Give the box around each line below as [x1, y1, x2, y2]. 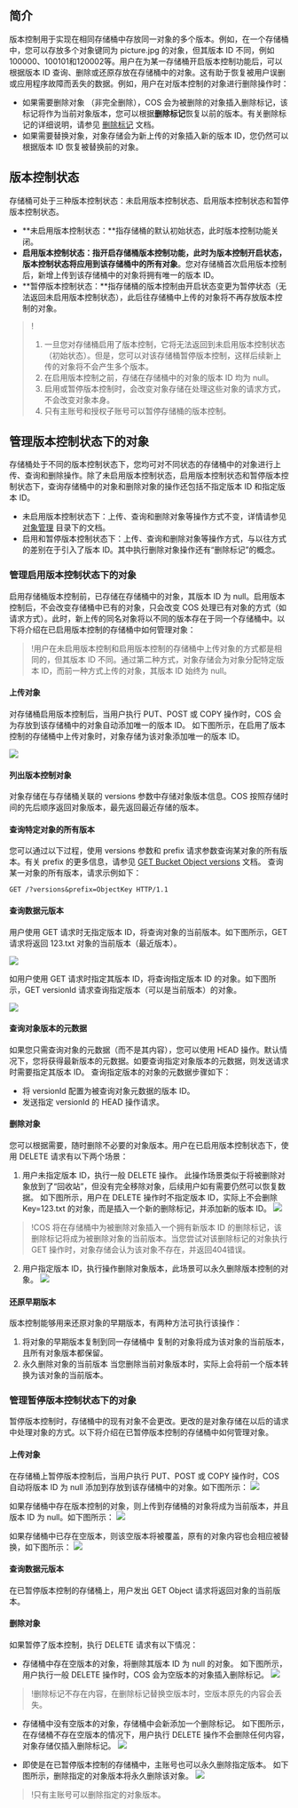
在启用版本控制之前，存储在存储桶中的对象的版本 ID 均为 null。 [43, 372, 274, 383]
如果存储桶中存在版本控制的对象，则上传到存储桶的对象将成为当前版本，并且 [9, 1500, 289, 1511]
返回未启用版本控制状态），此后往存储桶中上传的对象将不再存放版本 [29, 291, 275, 302]
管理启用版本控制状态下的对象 [9, 569, 137, 582]
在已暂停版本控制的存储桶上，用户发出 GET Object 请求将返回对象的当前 [9, 1584, 273, 1596]
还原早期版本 [9, 1296, 56, 1307]
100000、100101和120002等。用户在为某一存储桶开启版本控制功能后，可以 [9, 56, 283, 67]
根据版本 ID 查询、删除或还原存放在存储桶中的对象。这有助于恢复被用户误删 [9, 67, 286, 77]
